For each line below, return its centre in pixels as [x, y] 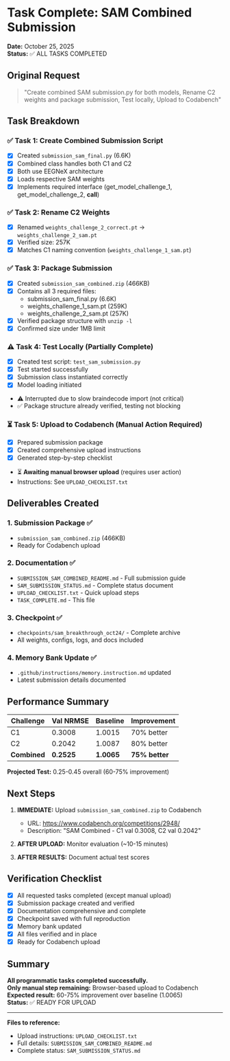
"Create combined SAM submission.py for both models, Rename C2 [119, 92]
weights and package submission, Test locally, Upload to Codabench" [123, 99]
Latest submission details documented [72, 680]
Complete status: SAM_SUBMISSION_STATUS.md [79, 1051]
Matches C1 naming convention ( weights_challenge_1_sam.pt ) [104, 250]
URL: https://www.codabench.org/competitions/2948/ [103, 823]
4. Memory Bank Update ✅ [52, 658]
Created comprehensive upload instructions [79, 450]
